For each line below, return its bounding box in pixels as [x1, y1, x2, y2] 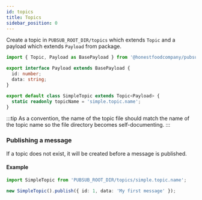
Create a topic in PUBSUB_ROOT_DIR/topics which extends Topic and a [6, 37, 176, 44]
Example [6, 163, 29, 171]
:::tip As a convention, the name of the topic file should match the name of [6, 115, 190, 122]
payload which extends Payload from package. [6, 43, 122, 50]
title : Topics [6, 14, 42, 20]
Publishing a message [6, 136, 72, 145]
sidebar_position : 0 [6, 20, 58, 26]
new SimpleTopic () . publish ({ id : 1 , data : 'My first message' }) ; [6, 187, 176, 194]
